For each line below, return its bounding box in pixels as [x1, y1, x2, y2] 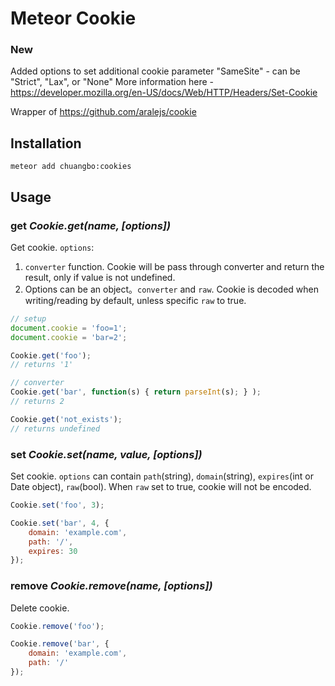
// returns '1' [10, 360, 74, 370]
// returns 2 [10, 397, 65, 407]
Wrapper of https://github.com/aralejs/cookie [10, 106, 197, 118]
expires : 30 [28, 546, 78, 556]
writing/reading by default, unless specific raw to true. [24, 294, 247, 306]
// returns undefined [10, 423, 101, 434]
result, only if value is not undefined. [24, 271, 176, 283]
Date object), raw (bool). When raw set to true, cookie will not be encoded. [10, 481, 312, 493]
